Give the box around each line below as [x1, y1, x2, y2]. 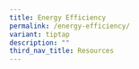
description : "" [9, 38, 70, 47]
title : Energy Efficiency [9, 13, 106, 22]
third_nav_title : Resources [9, 47, 115, 56]
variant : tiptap [9, 30, 70, 39]
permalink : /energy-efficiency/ [9, 22, 130, 30]
